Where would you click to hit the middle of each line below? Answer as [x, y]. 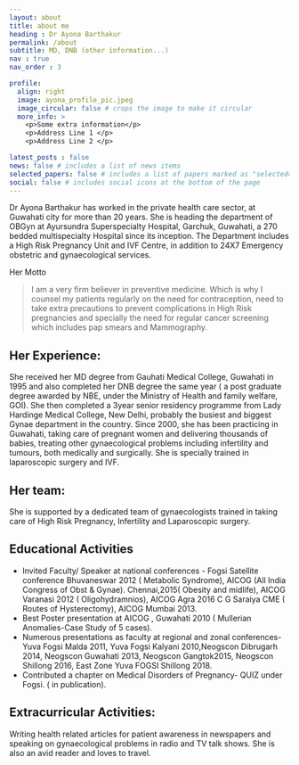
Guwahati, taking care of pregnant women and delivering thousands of [139, 434]
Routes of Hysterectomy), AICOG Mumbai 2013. [109, 608]
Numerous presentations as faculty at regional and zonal [126, 637]
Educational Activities [71, 549]
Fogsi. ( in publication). [64, 684]
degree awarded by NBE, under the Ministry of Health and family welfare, [144, 396]
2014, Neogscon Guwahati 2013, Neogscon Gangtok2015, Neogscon [148, 655]
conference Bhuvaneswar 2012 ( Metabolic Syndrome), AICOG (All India [154, 580]
